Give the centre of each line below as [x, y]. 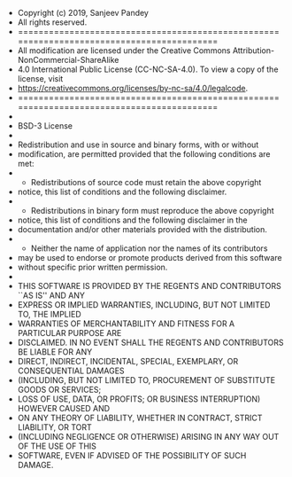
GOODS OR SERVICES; [59, 390]
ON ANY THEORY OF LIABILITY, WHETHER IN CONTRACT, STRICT [140, 418]
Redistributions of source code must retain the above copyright [146, 182]
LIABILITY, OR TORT [55, 427]
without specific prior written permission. [92, 267]
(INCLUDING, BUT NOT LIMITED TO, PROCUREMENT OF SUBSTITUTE [146, 380]
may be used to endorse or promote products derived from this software [150, 258]
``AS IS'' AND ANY [51, 295]
